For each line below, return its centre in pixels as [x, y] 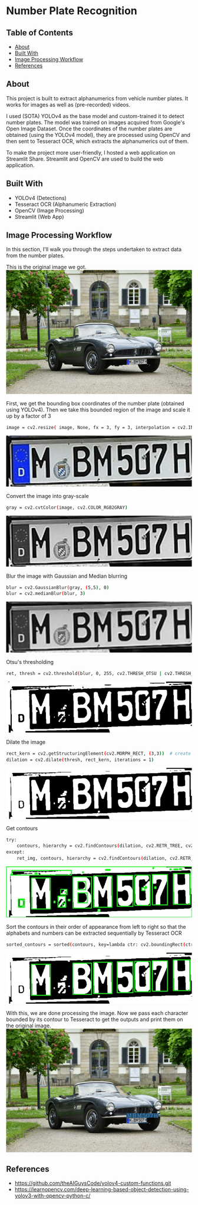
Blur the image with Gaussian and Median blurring [67, 576]
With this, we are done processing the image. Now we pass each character [97, 1013]
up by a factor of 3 [29, 416]
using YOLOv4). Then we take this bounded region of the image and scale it [98, 410]
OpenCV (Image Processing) [49, 210]
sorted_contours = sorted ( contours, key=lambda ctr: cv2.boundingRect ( [96, 944]
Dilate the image [26, 742]
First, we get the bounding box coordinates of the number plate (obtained [95, 404]
